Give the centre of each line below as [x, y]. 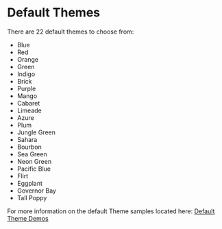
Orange [28, 59]
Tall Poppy [32, 197]
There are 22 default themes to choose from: [71, 32]
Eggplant [30, 183]
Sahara [27, 139]
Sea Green [32, 154]
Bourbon [29, 147]
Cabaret [28, 103]
